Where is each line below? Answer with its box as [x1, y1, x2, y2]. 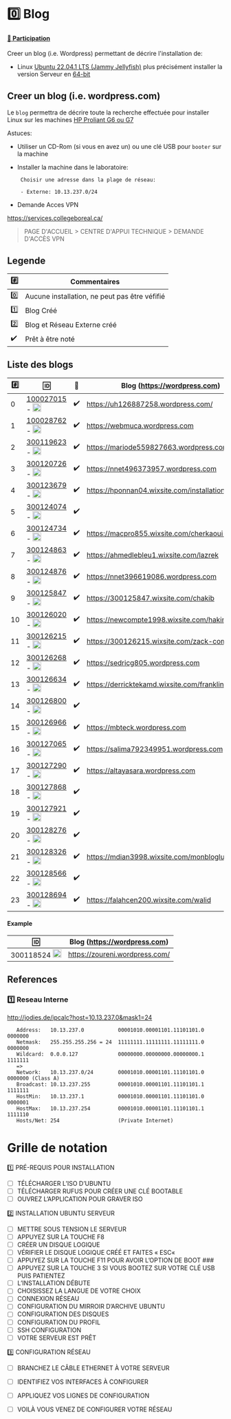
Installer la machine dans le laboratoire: [16, 163, 129, 172]
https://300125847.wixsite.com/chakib [87, 593, 214, 603]
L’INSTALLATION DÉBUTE [16, 1279, 91, 1287]
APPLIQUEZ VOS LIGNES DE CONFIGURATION [16, 1391, 150, 1400]
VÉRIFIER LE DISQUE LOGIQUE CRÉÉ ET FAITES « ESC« [16, 1249, 175, 1257]
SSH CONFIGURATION [16, 1326, 81, 1334]
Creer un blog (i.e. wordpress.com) [7, 90, 161, 101]
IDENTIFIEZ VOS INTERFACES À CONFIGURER [16, 1378, 149, 1386]
